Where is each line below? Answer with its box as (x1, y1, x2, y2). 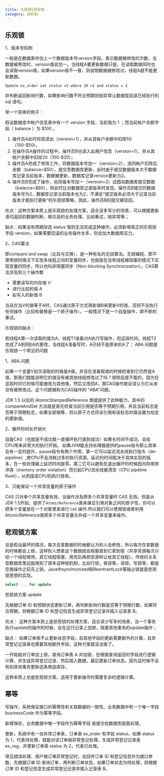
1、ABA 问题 (5, 358, 30, 364)
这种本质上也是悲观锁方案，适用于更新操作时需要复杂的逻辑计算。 (5, 674, 138, 680)
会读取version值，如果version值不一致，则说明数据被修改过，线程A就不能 (5, 68, 153, 73)
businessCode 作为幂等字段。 (5, 710, 65, 716)
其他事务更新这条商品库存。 (13, 664, 69, 669)
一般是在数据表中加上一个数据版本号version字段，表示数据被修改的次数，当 (5, 55, 157, 61)
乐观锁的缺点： (5, 325, 35, 331)
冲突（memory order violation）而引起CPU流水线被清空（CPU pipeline (5, 467, 147, 473)
